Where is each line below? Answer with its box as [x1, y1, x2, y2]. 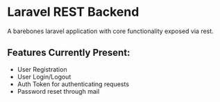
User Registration [17, 65, 67, 73]
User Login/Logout [17, 72, 71, 81]
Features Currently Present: [7, 47, 130, 59]
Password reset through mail [17, 87, 100, 95]
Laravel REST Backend [7, 4, 139, 20]
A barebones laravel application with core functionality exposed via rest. [7, 27, 214, 35]
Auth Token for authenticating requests [17, 80, 130, 88]
